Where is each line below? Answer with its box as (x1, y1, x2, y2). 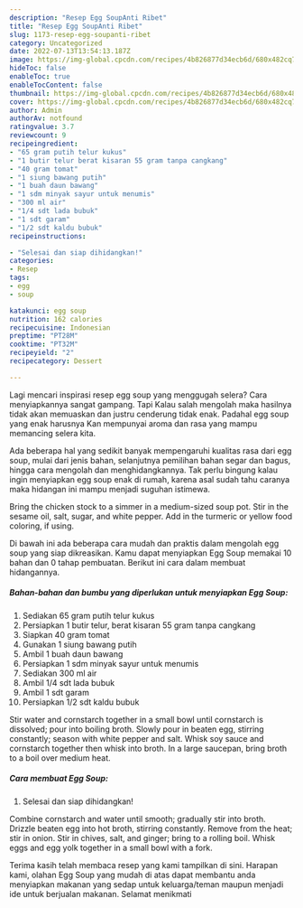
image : (9, 55, 34, 64)
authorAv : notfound (9, 114, 83, 123)
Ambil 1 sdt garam (22, 687, 90, 697)
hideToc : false (9, 64, 67, 73)
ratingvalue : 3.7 (9, 123, 75, 132)
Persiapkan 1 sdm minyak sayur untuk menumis (22, 658, 199, 669)
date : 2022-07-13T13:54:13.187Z (9, 47, 131, 56)
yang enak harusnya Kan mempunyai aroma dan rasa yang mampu (9, 417, 258, 429)
